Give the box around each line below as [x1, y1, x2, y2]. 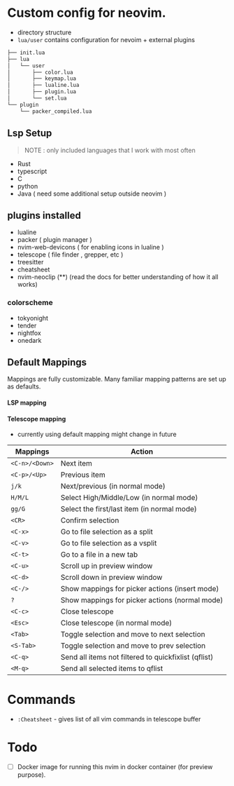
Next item [60, 459, 93, 468]
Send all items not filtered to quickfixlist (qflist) [60, 652, 214, 662]
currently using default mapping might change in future [17, 430, 177, 439]
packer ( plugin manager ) [17, 236, 92, 244]
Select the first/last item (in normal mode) [60, 504, 198, 514]
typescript [17, 167, 47, 175]
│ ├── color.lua [7, 69, 73, 76]
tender [17, 321, 37, 330]
